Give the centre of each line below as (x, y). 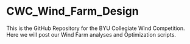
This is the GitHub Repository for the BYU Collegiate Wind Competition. (96, 28)
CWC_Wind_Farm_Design (72, 11)
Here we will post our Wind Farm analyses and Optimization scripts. (91, 34)
